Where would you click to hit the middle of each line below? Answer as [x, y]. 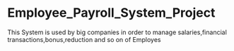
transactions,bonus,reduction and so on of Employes [84, 39]
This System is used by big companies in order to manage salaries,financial [117, 32]
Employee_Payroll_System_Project [111, 13]
